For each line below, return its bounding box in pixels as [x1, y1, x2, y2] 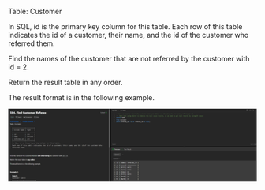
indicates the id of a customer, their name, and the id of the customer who [8, 31, 249, 39]
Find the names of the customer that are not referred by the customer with [8, 54, 250, 63]
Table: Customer [8, 7, 62, 16]
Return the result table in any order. [8, 78, 123, 87]
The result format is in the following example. [8, 93, 155, 102]
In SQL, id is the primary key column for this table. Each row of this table [8, 22, 243, 31]
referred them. [8, 39, 55, 48]
